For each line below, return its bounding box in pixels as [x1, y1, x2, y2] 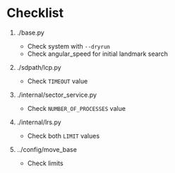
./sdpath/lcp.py [16, 63, 61, 71]
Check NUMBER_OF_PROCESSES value [27, 104, 126, 112]
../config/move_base [16, 145, 77, 153]
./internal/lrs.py [16, 118, 61, 126]
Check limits [27, 159, 64, 167]
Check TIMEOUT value [27, 76, 88, 85]
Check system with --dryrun [27, 42, 111, 50]
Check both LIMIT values [27, 131, 100, 140]
